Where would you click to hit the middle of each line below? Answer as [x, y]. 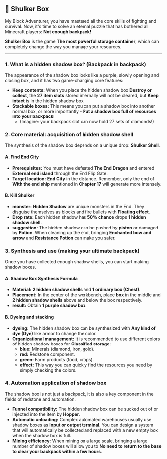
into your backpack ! [33, 116]
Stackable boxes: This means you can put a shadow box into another [83, 106]
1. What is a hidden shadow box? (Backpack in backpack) [76, 64]
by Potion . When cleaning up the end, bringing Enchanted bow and [82, 232]
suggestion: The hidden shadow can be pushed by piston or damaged [85, 228]
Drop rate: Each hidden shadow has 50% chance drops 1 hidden [79, 217]
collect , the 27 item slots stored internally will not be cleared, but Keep [85, 96]
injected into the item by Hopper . [46, 414]
